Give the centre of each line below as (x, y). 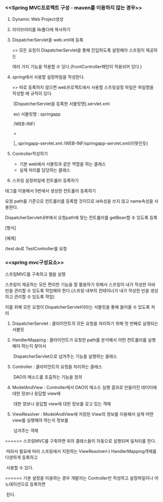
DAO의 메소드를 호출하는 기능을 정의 (48, 377)
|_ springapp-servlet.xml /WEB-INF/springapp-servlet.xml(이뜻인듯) (81, 143)
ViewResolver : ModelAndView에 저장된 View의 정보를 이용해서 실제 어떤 (83, 414)
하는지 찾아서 (34, 346)
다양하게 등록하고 (21, 457)
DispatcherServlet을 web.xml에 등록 (48, 40)
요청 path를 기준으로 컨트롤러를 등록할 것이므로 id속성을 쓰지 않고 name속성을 (79, 201)
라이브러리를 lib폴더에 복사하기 (41, 30)
